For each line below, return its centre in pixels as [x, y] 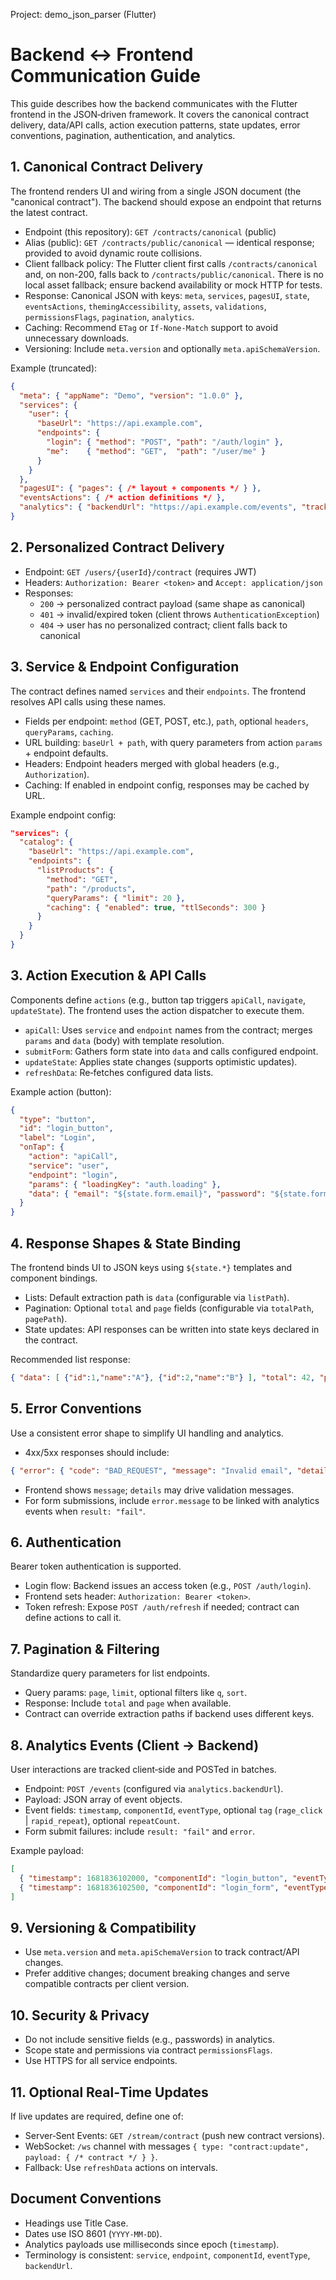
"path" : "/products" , [91, 889]
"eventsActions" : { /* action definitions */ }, [122, 498]
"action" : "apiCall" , [73, 1157]
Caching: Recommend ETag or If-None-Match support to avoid [151, 327]
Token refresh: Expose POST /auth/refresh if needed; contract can [162, 1607]
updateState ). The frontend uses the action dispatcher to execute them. [157, 1010]
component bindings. [54, 1278]
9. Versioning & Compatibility [103, 1927]
